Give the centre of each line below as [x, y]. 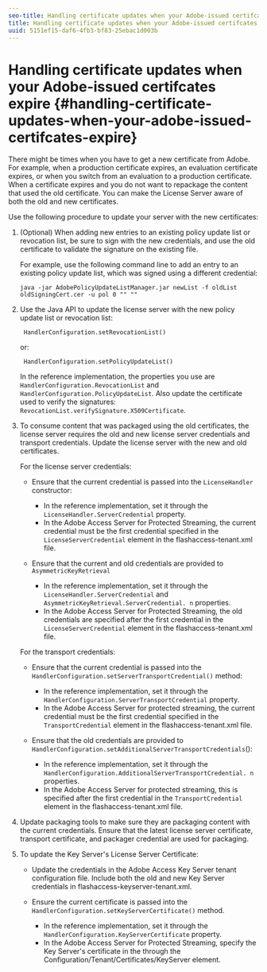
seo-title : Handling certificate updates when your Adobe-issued [118, 16]
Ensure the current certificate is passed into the [110, 902]
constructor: [52, 491]
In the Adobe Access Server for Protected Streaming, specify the [150, 943]
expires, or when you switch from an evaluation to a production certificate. [130, 177]
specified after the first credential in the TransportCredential [143, 798]
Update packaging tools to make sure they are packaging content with [135, 822]
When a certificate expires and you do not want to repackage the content [128, 185]
